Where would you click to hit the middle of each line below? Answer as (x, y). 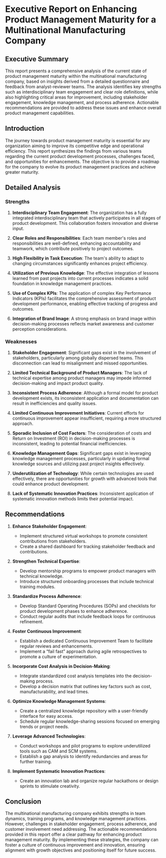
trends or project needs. (44, 726)
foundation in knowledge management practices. (62, 283)
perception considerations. (40, 329)
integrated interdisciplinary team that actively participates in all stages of (86, 218)
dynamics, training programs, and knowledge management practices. (76, 819)
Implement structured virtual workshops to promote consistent (83, 536)
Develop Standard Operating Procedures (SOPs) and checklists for (88, 606)
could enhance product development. (51, 483)
